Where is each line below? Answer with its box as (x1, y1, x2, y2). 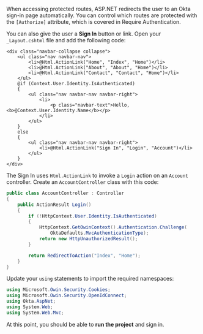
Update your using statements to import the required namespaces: (6, 275, 174, 283)
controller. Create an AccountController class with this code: (6, 178, 159, 186)
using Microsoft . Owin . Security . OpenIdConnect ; (6, 292, 127, 299)
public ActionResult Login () (17, 202, 92, 208)
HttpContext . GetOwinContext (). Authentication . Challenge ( (39, 224, 188, 230)
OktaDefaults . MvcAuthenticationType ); (50, 230, 149, 237)
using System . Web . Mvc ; (6, 309, 64, 316)
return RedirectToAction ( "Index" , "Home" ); (28, 252, 141, 259)
